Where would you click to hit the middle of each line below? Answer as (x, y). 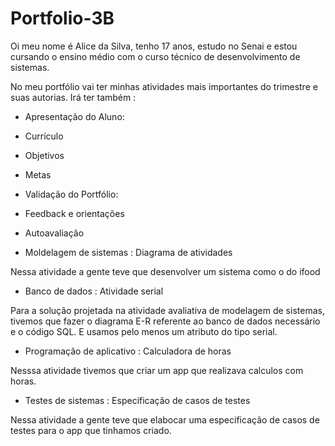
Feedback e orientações (74, 213)
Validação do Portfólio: (71, 194)
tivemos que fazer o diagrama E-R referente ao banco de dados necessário (165, 321)
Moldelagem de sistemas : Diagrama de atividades (128, 252)
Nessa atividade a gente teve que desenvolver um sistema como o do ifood (165, 271)
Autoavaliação (54, 233)
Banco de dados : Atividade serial (94, 291)
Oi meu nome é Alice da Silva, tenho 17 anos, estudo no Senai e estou (154, 46)
